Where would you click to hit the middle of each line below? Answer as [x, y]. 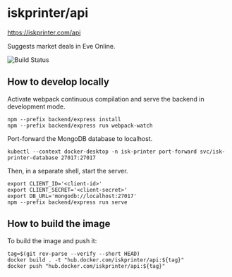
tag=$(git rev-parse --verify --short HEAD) [74, 254]
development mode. [36, 106]
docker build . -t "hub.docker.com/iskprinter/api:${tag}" [96, 260]
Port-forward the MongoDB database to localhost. [80, 138]
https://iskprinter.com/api [44, 32]
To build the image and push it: [52, 240]
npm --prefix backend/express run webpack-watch [80, 125]
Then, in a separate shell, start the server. [68, 171]
